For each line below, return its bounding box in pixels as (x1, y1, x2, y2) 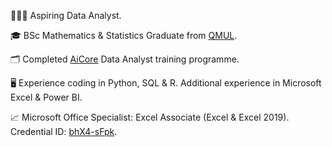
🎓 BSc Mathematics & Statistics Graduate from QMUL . (10, 30, 238, 41)
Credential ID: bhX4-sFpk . (10, 126, 118, 137)
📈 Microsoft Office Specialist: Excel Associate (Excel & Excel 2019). (10, 111, 290, 123)
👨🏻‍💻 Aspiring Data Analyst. (10, 10, 122, 21)
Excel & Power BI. (10, 91, 83, 103)
